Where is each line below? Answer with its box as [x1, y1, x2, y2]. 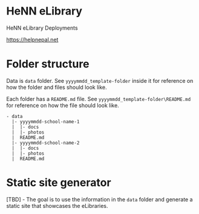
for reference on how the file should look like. [6, 102, 119, 109]
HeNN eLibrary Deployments [6, 24, 78, 31]
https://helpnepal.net [6, 36, 59, 43]
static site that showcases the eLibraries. [6, 202, 108, 209]
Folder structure [6, 57, 90, 71]
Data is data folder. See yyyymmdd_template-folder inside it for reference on [6, 77, 194, 84]
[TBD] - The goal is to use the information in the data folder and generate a [6, 195, 193, 203]
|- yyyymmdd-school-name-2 [11, 140, 80, 146]
